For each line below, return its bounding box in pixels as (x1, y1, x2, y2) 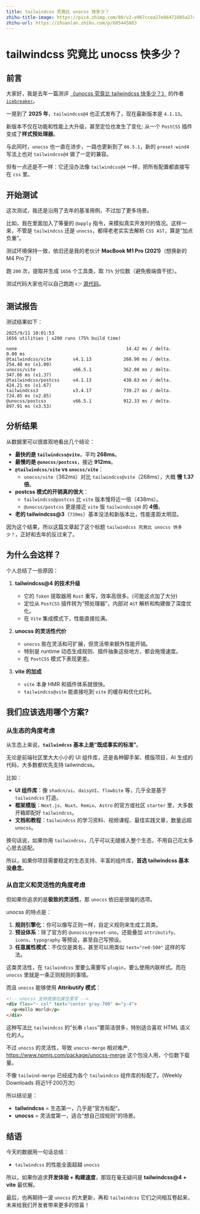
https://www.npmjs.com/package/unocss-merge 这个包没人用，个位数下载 (6, 1051, 190, 1059)
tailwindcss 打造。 (14, 794, 62, 802)
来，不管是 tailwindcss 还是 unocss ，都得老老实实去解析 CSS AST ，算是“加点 (6, 227, 193, 234)
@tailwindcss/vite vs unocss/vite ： (14, 466, 104, 473)
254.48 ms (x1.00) (6, 362, 52, 368)
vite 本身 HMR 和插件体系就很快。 (23, 680, 109, 687)
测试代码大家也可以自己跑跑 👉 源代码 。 (6, 280, 104, 288)
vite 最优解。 (6, 1181, 39, 1188)
